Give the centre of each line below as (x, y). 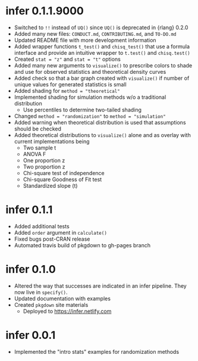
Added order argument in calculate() (61, 232)
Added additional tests (42, 226)
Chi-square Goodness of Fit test (62, 179)
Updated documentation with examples (62, 298)
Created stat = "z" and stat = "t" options (67, 59)
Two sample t (40, 148)
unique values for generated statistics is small (70, 84)
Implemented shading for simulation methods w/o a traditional (90, 97)
